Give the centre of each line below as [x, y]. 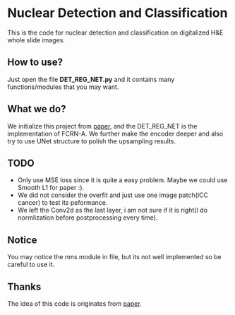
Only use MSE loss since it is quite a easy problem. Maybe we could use [122, 180]
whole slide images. [36, 40]
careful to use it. [31, 265]
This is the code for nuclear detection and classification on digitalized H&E [115, 32]
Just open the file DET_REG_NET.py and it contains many [91, 79]
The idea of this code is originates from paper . [75, 304]
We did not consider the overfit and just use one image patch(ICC [113, 195]
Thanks [24, 286]
